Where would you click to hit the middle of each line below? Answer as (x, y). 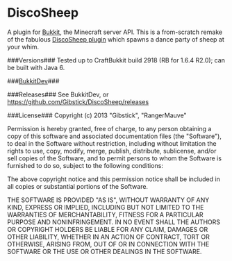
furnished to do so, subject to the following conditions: (85, 165)
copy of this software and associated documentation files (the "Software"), (115, 136)
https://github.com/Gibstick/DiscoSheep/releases (78, 101)
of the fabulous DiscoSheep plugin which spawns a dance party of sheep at (116, 39)
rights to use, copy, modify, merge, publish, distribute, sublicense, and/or (112, 151)
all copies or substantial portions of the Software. (77, 186)
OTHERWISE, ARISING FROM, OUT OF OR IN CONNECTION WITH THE (108, 244)
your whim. (23, 47)
